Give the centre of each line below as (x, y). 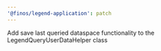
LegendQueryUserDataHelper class (58, 40)
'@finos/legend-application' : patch (59, 13)
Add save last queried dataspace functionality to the (81, 33)
